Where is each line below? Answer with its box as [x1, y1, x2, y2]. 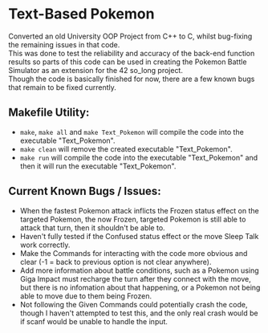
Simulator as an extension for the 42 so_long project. [8, 65, 183, 75]
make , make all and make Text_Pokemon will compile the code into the [19, 127, 245, 136]
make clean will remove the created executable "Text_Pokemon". [19, 144, 233, 153]
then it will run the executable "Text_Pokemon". [19, 161, 177, 171]
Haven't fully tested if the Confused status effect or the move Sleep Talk [19, 231, 259, 241]
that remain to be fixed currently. [8, 82, 116, 92]
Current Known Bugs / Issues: [8, 185, 162, 198]
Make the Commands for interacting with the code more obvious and [19, 248, 248, 258]
